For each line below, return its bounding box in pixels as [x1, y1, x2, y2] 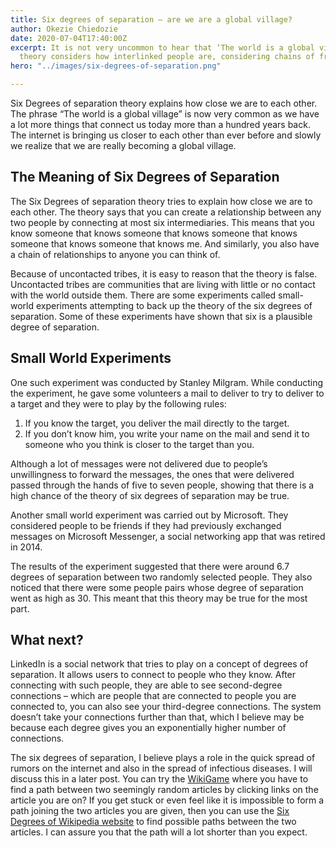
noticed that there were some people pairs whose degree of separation [10, 581, 304, 593]
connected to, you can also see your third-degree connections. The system [10, 701, 322, 713]
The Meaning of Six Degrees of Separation [10, 169, 280, 186]
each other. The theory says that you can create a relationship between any [10, 206, 322, 218]
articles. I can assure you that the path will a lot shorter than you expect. [10, 826, 308, 838]
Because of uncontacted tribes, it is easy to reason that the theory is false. [10, 267, 318, 280]
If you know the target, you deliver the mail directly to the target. [24, 417, 290, 429]
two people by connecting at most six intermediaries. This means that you [10, 216, 315, 228]
